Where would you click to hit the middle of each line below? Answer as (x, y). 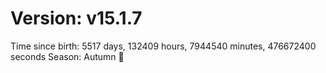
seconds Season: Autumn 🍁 (67, 56)
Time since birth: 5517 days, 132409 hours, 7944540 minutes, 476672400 (163, 46)
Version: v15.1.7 (76, 18)
